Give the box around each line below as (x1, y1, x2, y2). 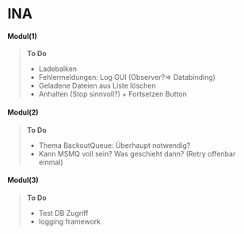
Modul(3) (7, 175, 39, 185)
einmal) (38, 157, 64, 167)
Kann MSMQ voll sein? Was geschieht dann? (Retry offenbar (38, 149, 236, 158)
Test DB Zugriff (38, 208, 89, 217)
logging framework (38, 217, 101, 226)
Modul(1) (7, 31, 37, 40)
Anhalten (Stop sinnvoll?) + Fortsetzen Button (38, 89, 187, 99)
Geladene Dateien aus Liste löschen (38, 81, 156, 91)
